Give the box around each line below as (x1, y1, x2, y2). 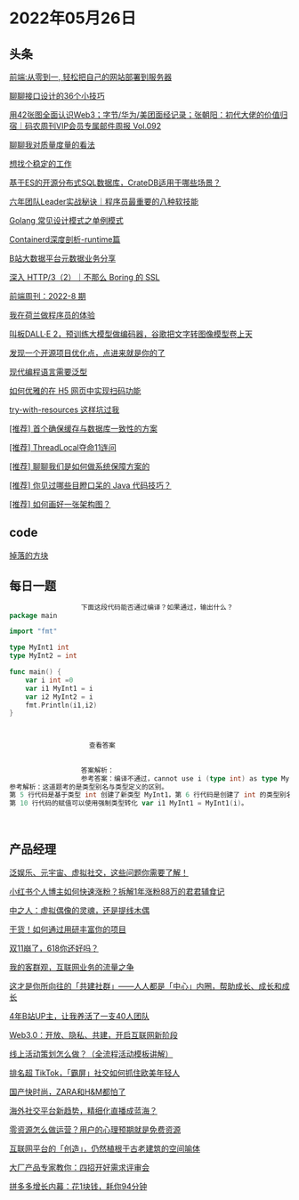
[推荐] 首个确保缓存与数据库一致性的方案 (9, 424, 158, 434)
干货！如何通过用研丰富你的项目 (9, 923, 126, 935)
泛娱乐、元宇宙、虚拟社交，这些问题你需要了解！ (9, 867, 189, 878)
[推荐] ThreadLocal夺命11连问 (9, 442, 117, 452)
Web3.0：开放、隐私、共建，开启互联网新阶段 (9, 1029, 178, 1040)
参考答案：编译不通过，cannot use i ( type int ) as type (80, 774, 278, 783)
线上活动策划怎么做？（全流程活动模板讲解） (9, 1048, 174, 1059)
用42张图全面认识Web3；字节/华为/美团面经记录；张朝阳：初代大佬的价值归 (9, 109, 288, 120)
